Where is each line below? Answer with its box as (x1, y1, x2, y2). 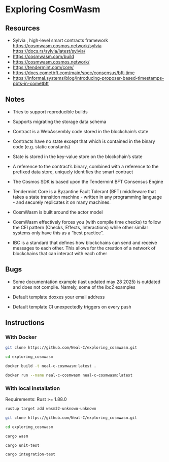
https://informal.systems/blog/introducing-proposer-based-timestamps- (12, 75, 164, 81)
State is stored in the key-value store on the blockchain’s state (12, 153, 143, 160)
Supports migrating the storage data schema (12, 118, 107, 125)
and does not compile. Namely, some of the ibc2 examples (12, 284, 136, 290)
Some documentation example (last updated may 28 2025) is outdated (12, 279, 161, 285)
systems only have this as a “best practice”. (12, 230, 104, 236)
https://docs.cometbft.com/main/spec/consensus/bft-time (12, 70, 135, 76)
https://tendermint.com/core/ (12, 65, 74, 70)
